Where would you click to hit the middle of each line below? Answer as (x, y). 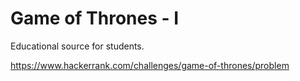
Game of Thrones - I (95, 18)
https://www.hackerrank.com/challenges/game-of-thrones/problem (150, 65)
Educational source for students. (77, 46)
